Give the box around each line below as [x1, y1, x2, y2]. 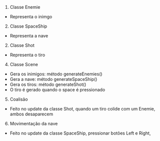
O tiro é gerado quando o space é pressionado [9, 87, 106, 93]
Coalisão [9, 96, 28, 102]
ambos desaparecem [9, 111, 53, 117]
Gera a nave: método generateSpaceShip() [9, 76, 98, 82]
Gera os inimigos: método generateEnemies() [9, 71, 103, 77]
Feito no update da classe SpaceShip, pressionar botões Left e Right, [9, 130, 151, 136]
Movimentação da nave [9, 121, 58, 126]
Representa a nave [9, 33, 49, 38]
